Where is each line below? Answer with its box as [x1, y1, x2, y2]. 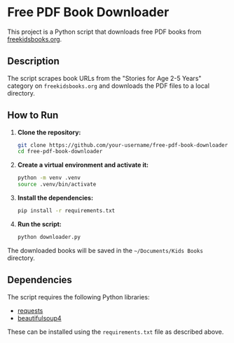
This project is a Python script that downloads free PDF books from [7, 27, 202, 36]
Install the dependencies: [17, 194, 93, 202]
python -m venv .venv [17, 174, 81, 181]
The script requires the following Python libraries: [7, 292, 150, 301]
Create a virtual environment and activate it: [17, 161, 149, 169]
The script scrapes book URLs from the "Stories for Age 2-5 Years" [7, 74, 202, 82]
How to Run [7, 110, 59, 122]
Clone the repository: [17, 128, 81, 136]
